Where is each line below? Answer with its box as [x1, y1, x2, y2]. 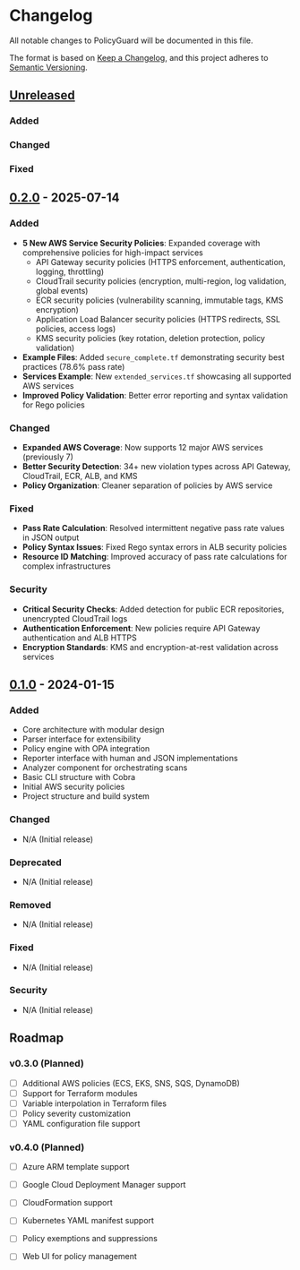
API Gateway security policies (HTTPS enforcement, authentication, [35, 256, 286, 267]
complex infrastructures [21, 561, 111, 571]
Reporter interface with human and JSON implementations [21, 753, 239, 764]
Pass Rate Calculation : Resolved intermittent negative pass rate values [21, 523, 285, 534]
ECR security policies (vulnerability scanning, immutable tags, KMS [35, 295, 284, 305]
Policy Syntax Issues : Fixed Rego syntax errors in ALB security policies [21, 542, 287, 553]
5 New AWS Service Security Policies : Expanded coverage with [21, 237, 261, 248]
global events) [35, 285, 89, 296]
